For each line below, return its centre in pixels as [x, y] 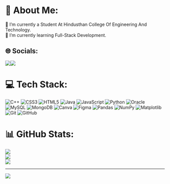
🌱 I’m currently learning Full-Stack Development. [56, 35]
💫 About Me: [32, 10]
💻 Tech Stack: [36, 84]
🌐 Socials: [22, 51]
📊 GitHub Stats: [40, 134]
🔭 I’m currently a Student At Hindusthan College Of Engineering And [76, 24]
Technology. [18, 29]
